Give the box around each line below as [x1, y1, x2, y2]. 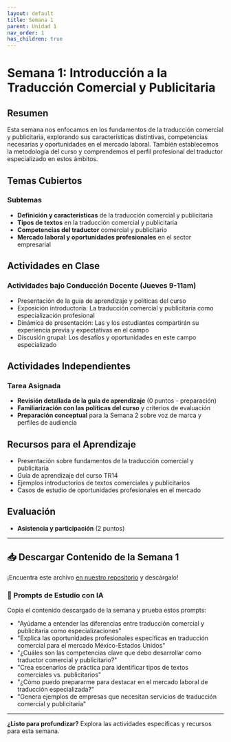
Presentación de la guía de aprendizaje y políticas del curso [16, 297, 187, 305]
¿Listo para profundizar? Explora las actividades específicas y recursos [7, 719, 212, 728]
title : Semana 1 [7, 17, 54, 23]
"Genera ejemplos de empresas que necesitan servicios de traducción [16, 692, 217, 701]
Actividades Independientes [7, 360, 131, 372]
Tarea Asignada [7, 381, 61, 390]
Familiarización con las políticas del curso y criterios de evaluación [16, 404, 211, 412]
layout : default [7, 10, 54, 17]
